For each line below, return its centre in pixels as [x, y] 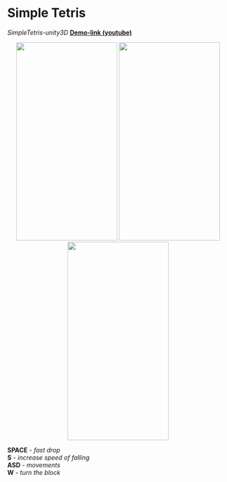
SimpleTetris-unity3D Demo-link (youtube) [70, 32]
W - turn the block [34, 472]
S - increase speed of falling [48, 457]
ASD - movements [34, 465]
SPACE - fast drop [34, 450]
